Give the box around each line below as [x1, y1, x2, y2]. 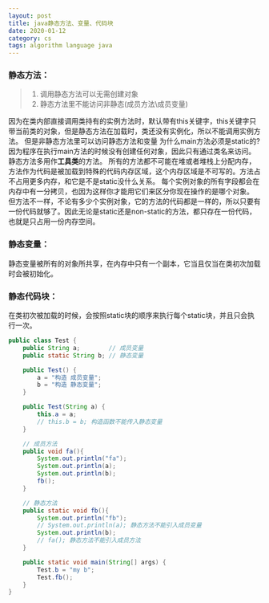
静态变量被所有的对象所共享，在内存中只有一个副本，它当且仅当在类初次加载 [8, 259, 261, 268]
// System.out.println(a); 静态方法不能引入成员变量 [37, 521, 203, 530]
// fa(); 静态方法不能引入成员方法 [37, 536, 142, 544]
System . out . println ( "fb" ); [37, 514, 127, 522]
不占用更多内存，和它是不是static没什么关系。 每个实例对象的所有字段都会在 [8, 177, 260, 186]
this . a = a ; [37, 410, 78, 418]
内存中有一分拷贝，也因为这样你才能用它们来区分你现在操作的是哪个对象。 [8, 186, 254, 197]
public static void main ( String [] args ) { [22, 558, 167, 566]
